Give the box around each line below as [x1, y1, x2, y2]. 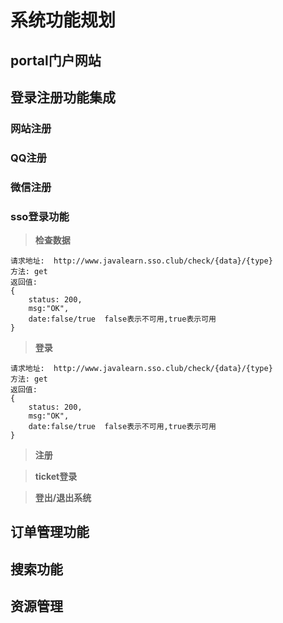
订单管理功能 [10, 524, 90, 541]
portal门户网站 [10, 52, 102, 69]
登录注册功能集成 [10, 89, 116, 106]
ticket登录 [34, 471, 78, 483]
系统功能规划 [10, 9, 117, 32]
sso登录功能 [10, 209, 70, 223]
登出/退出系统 [34, 492, 92, 504]
